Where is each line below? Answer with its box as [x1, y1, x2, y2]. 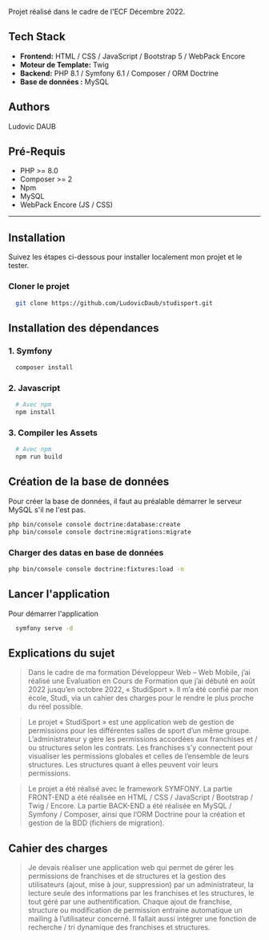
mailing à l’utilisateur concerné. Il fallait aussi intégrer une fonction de [27, 914, 257, 924]
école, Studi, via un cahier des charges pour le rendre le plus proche [27, 694, 255, 703]
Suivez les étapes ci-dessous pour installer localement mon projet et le [8, 252, 243, 262]
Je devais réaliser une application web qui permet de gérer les [27, 863, 235, 873]
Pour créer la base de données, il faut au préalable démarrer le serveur [8, 496, 243, 506]
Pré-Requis [8, 144, 66, 159]
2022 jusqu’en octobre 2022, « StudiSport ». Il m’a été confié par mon [27, 685, 259, 694]
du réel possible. [27, 702, 83, 711]
